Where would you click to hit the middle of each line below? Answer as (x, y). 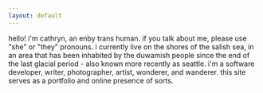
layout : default (35, 15)
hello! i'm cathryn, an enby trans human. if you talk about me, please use (128, 38)
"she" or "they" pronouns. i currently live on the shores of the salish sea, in (131, 46)
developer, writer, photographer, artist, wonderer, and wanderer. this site (127, 72)
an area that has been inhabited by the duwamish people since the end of (129, 55)
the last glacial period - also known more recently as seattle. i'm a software (131, 64)
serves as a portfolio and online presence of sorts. (91, 80)
